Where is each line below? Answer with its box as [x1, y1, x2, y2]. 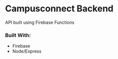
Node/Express [12, 48, 42, 55]
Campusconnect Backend [5, 3, 114, 14]
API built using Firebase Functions [5, 19, 75, 25]
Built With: [5, 32, 31, 39]
